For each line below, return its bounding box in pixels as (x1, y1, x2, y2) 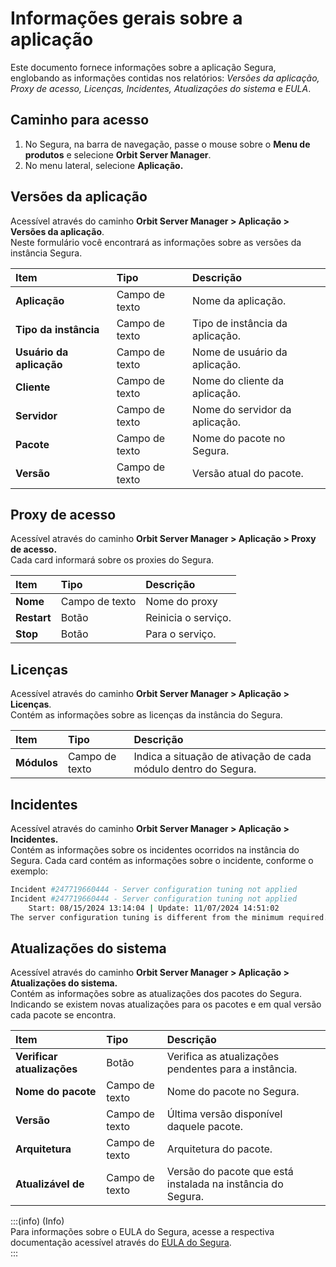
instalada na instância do (166, 1177, 284, 1191)
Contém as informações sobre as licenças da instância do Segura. (10, 709, 283, 721)
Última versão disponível (166, 1107, 283, 1121)
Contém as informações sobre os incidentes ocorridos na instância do (10, 844, 300, 856)
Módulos (15, 756, 58, 770)
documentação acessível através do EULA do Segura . (10, 1237, 232, 1249)
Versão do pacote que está (166, 1165, 294, 1179)
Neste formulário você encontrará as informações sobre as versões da (10, 236, 302, 248)
